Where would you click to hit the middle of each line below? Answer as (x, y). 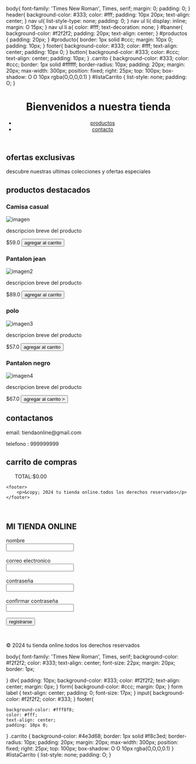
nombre (16, 541)
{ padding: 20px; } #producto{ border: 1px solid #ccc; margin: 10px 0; (90, 40)
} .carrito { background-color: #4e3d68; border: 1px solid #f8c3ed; (87, 736)
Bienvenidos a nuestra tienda (98, 107)
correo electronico (28, 561)
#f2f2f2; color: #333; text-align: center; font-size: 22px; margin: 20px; (91, 663)
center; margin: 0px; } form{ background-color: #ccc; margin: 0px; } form (94, 687)
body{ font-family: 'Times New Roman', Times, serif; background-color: (92, 657)
